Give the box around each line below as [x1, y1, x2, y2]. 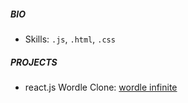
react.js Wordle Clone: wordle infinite [24, 81, 178, 93]
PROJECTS [10, 56, 58, 68]
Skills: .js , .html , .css [24, 33, 116, 45]
